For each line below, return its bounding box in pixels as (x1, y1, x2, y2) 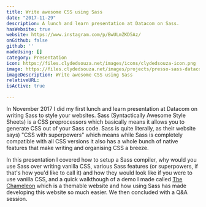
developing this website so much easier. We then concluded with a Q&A (6, 189, 188, 196)
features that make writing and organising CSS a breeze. (6, 145, 149, 151)
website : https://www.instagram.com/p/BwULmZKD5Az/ (6, 32, 141, 38)
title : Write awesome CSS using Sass (6, 9, 103, 15)
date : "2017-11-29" (6, 15, 56, 21)
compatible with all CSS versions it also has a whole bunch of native (6, 138, 178, 145)
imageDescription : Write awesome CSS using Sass (6, 72, 133, 78)
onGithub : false (6, 37, 48, 43)
